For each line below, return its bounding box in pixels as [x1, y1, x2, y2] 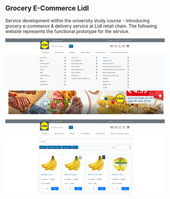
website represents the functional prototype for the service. [5, 28, 130, 34]
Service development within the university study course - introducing [5, 17, 150, 23]
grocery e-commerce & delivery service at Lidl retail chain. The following [5, 23, 157, 29]
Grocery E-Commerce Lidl [5, 4, 90, 13]
